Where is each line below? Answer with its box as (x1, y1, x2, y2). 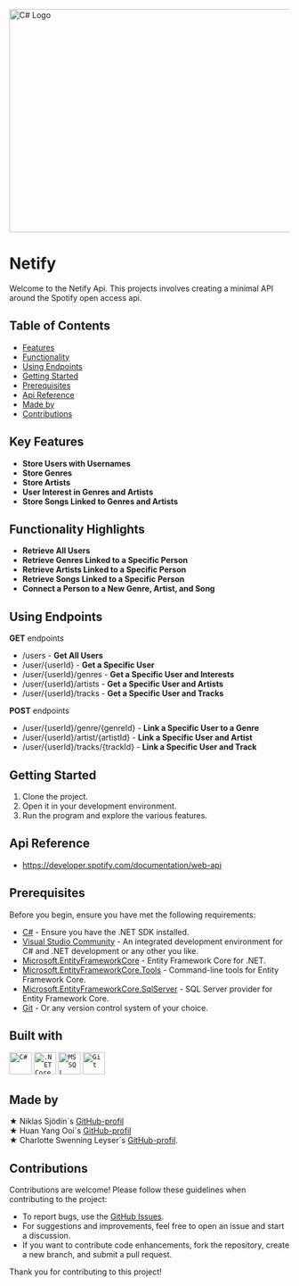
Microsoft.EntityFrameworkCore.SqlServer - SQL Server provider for (21, 983, 273, 994)
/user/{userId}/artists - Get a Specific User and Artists (21, 678, 224, 690)
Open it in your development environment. (21, 801, 177, 811)
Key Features (9, 435, 85, 450)
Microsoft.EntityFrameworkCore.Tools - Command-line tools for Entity (21, 964, 279, 975)
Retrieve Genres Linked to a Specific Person (21, 555, 189, 566)
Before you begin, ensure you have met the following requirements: (9, 909, 256, 920)
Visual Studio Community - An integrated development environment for (21, 936, 283, 947)
